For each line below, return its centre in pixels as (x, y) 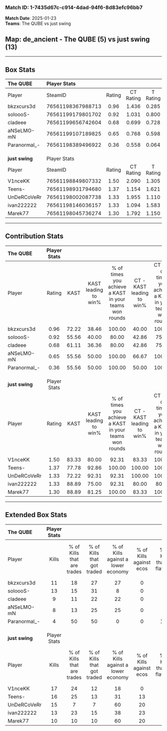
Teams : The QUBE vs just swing (38, 23)
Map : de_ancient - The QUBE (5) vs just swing (78, 39)
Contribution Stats (34, 236)
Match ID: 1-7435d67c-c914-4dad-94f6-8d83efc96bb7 (74, 7)
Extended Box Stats (36, 515)
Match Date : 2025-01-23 (31, 18)
